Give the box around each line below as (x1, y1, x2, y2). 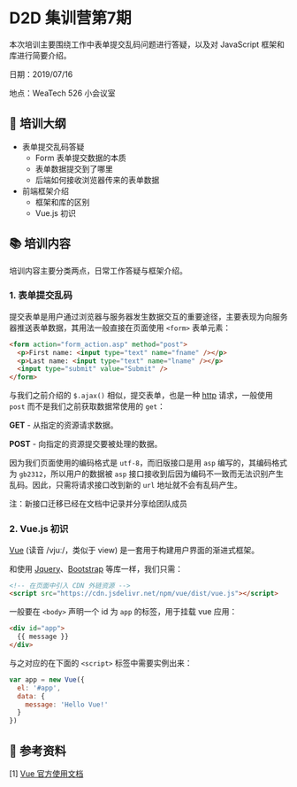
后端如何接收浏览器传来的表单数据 (34, 174, 160, 185)
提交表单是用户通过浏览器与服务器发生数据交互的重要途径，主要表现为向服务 (9, 311, 288, 321)
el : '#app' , (17, 683, 62, 692)
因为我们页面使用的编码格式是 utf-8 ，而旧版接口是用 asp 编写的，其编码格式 (9, 458, 288, 468)
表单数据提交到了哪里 (34, 163, 113, 174)
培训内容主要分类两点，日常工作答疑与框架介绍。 (9, 265, 187, 275)
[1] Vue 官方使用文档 (9, 768, 84, 779)
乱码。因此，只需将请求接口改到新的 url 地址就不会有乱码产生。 (9, 480, 243, 490)
